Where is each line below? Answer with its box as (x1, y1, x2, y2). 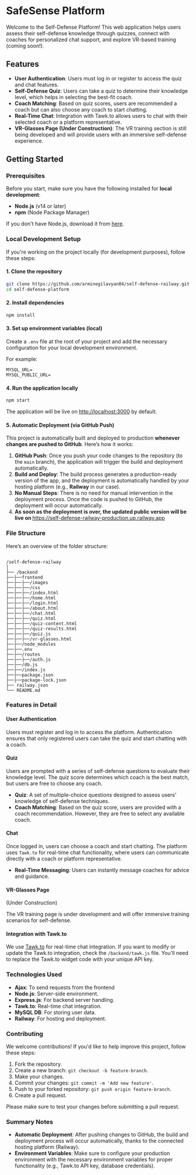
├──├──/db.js (6, 661, 38, 667)
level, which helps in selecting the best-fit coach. (14, 93, 133, 100)
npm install (6, 312, 35, 318)
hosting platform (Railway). (14, 1143, 80, 1151)
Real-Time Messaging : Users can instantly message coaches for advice (14, 867, 190, 874)
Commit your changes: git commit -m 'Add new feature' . (14, 1079, 154, 1086)
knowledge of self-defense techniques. (14, 797, 110, 805)
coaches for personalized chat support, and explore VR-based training (6, 36, 177, 43)
